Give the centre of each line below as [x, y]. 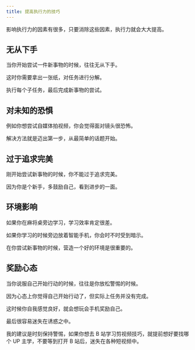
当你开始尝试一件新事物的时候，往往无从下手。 [63, 65]
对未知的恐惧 [30, 110]
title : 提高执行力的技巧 [33, 12]
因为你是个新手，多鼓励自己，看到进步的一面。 [63, 187]
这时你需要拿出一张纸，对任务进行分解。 [55, 77]
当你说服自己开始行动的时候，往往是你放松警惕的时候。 [73, 283]
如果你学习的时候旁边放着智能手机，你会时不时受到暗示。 [76, 235]
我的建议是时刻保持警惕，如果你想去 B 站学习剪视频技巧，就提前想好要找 [95, 333]
